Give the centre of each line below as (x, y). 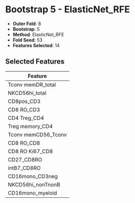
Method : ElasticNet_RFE (38, 34)
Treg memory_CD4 (30, 126)
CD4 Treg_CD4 (26, 118)
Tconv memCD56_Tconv (38, 134)
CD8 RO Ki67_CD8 (30, 151)
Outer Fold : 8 (27, 24)
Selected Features (35, 62)
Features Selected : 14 (36, 45)
